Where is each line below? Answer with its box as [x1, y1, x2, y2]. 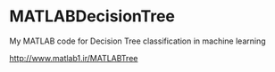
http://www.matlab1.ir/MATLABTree [9, 52, 138, 63]
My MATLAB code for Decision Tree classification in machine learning [9, 36, 266, 46]
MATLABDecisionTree [9, 6, 176, 27]
